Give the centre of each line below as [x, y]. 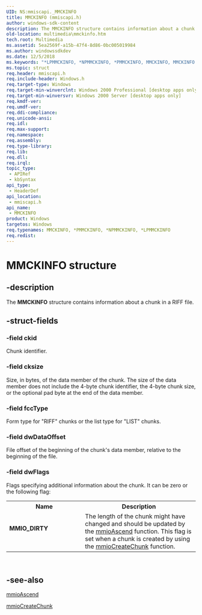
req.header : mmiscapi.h [36, 73]
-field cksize [25, 366]
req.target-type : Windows [38, 85]
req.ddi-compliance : [32, 113]
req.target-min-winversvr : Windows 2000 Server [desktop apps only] [94, 96]
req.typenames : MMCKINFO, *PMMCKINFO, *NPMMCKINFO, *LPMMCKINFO [88, 230]
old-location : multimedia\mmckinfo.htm [56, 34]
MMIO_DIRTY [29, 528]
